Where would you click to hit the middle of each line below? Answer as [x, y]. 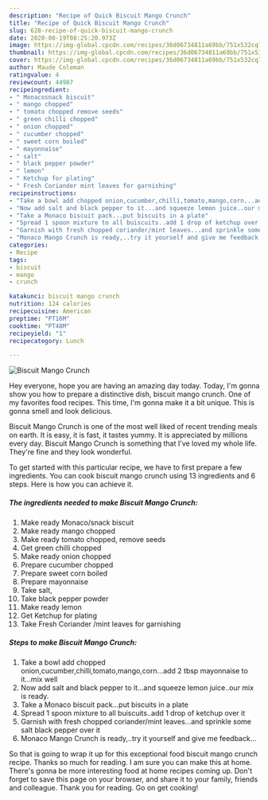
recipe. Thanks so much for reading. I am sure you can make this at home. [131, 763]
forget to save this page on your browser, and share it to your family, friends [134, 779]
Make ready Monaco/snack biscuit [77, 523]
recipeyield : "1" [38, 334]
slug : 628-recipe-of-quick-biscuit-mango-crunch [91, 30]
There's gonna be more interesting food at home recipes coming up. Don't [131, 771]
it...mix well [39, 679]
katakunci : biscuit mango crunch [64, 297]
